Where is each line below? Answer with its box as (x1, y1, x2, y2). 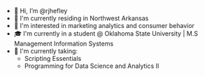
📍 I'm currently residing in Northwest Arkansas (13, 14, 149, 22)
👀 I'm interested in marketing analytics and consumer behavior (13, 22, 195, 29)
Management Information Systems (13, 39, 114, 48)
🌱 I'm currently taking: (13, 47, 78, 55)
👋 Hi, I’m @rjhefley (13, 7, 68, 15)
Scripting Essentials (24, 55, 82, 62)
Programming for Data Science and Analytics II (24, 62, 160, 70)
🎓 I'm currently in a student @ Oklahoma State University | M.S (13, 29, 198, 38)
